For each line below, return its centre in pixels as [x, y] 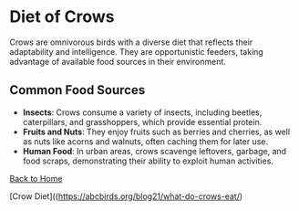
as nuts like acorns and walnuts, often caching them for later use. [145, 141]
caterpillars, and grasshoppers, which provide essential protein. [142, 121]
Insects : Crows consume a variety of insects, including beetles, [142, 112]
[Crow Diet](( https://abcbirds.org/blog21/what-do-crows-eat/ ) [126, 196]
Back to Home [36, 178]
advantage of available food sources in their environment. [118, 61]
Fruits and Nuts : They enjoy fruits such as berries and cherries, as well [156, 132]
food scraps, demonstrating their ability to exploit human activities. [148, 161]
